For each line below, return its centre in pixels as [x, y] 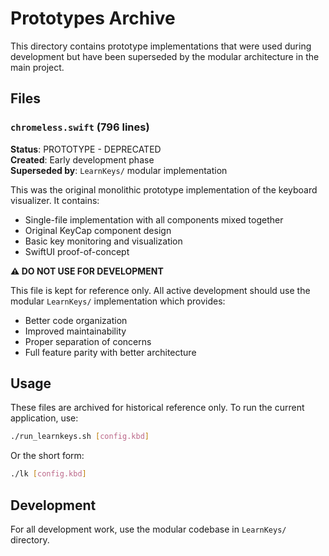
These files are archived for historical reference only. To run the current [157, 408]
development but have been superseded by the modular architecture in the [165, 56]
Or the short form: [47, 456]
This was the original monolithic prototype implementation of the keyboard [164, 189]
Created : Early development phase [82, 159]
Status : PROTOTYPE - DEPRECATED [86, 149]
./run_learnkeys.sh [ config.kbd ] [80, 437]
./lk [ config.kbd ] [48, 474]
